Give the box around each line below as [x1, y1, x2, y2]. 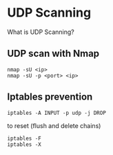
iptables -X [7, 140, 41, 148]
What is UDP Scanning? [7, 28, 74, 36]
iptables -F [7, 135, 41, 142]
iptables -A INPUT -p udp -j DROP [7, 109, 107, 116]
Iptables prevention [7, 91, 93, 103]
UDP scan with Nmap [7, 48, 100, 60]
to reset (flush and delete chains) [7, 121, 101, 129]
